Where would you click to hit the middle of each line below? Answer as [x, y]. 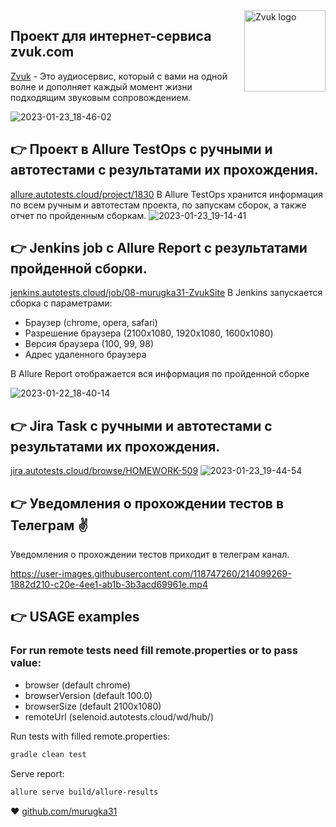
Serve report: [37, 773]
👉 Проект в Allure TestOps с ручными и [141, 149]
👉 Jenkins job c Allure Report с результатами [159, 248]
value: [26, 663]
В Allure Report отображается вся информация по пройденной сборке [160, 374]
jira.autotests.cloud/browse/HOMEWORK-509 [104, 471]
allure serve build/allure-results [84, 792]
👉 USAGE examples [75, 617]
